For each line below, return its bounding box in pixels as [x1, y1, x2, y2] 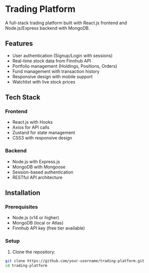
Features [5, 40, 33, 48]
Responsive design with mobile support [12, 73, 93, 80]
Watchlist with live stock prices [12, 79, 75, 85]
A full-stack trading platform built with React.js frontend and [5, 20, 127, 26]
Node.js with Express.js [12, 158, 60, 164]
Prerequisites [5, 204, 38, 211]
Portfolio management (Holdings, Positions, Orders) [12, 63, 117, 69]
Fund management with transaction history [12, 68, 100, 74]
